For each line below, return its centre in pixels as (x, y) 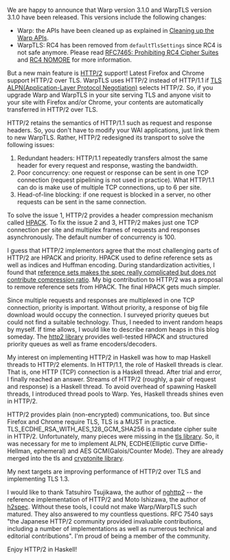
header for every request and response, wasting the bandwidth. (107, 165)
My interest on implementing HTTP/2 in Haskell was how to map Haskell (109, 357)
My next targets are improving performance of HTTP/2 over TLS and (104, 471)
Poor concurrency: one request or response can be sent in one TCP (113, 172)
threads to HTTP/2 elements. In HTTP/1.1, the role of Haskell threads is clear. (115, 365)
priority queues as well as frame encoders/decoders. (82, 344)
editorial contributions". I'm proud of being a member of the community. (109, 536)
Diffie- (199, 444)
